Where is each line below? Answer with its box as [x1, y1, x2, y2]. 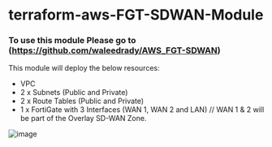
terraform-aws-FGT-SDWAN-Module [8, 6, 264, 24]
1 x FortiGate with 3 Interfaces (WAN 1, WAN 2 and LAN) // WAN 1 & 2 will [19, 105, 265, 115]
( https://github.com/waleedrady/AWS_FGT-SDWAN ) [8, 45, 221, 56]
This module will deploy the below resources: [8, 63, 160, 73]
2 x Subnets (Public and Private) [19, 88, 128, 97]
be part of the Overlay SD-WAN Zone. [19, 114, 147, 123]
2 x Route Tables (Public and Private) [19, 96, 145, 106]
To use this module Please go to [8, 35, 136, 46]
